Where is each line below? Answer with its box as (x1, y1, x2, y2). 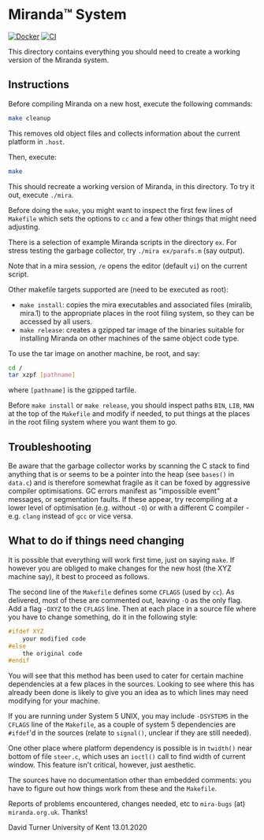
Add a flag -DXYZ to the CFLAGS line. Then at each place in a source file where (8, 604, 257, 613)
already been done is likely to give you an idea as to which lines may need (8, 688, 249, 697)
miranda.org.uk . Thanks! (8, 808, 88, 817)
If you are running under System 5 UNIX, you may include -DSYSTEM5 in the (8, 712, 249, 721)
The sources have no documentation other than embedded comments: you (8, 775, 252, 785)
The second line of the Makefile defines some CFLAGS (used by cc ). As (8, 587, 235, 597)
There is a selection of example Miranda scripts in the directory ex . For (8, 237, 237, 247)
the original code (22, 649, 83, 657)
